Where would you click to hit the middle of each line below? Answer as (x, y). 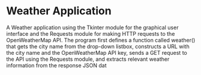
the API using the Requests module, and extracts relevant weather (88, 59)
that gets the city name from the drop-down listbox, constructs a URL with (98, 46)
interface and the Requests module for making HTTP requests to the (91, 33)
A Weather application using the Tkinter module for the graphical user (92, 27)
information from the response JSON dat (56, 65)
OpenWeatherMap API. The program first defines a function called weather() (101, 40)
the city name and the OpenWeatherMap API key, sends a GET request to (97, 52)
